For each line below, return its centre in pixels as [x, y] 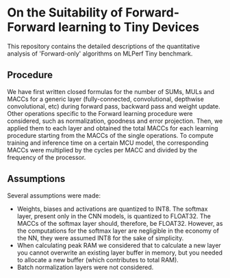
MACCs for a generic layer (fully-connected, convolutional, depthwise [105, 99]
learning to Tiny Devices [129, 27]
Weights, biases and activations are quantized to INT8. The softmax [112, 209]
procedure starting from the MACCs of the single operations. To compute [110, 135]
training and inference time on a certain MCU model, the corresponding [108, 143]
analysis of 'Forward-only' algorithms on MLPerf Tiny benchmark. [100, 54]
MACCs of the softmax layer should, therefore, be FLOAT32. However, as [120, 223]
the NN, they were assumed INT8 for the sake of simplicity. [100, 238]
